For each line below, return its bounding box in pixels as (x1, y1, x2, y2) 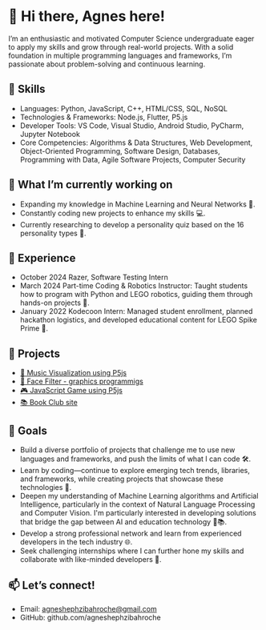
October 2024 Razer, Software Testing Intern (19, 272, 168, 283)
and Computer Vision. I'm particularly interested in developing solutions (19, 508, 256, 517)
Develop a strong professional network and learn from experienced (19, 528, 242, 538)
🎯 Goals (8, 423, 48, 437)
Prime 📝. (19, 323, 49, 333)
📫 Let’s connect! (8, 579, 95, 592)
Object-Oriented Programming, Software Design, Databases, (19, 146, 220, 155)
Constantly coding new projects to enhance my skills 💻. (19, 208, 206, 218)
